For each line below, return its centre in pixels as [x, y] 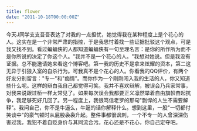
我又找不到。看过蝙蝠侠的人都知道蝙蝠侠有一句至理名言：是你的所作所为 [93, 49]
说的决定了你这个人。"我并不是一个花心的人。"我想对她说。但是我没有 [106, 56]
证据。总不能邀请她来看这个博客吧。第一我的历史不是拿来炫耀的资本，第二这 [98, 63]
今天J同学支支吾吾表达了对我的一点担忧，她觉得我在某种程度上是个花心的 [95, 34]
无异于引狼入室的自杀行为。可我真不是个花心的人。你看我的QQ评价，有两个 [97, 71]
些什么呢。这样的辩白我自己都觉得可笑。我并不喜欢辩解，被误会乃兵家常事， [98, 85]
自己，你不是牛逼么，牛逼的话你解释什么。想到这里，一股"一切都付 [110, 107]
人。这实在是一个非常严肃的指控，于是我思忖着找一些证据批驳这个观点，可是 [98, 42]
